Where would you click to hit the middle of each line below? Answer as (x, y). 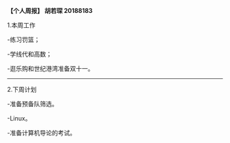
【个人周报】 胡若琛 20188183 (50, 11)
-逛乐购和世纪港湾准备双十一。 (51, 68)
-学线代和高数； (30, 54)
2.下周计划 (22, 89)
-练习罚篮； (24, 39)
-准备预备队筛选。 (33, 104)
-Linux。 (19, 118)
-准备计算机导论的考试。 (42, 133)
